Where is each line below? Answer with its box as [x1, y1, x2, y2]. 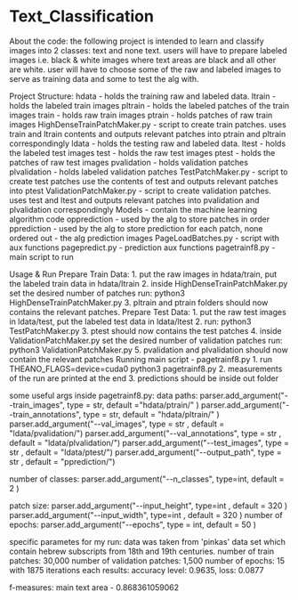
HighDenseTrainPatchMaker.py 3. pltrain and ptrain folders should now [9, 296, 269, 308]
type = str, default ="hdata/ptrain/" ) [66, 399, 200, 410]
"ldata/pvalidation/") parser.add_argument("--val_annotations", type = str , [9, 427, 282, 438]
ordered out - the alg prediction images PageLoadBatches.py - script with [9, 232, 280, 243]
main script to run [9, 251, 74, 262]
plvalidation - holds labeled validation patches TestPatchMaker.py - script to [9, 166, 288, 177]
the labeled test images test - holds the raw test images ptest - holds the [9, 147, 276, 158]
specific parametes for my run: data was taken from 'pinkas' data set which [9, 536, 286, 547]
